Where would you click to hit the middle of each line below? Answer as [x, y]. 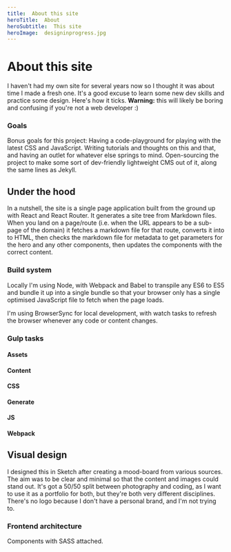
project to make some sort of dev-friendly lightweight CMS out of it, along [112, 163]
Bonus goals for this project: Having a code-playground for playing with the [114, 141]
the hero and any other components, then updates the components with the [115, 245]
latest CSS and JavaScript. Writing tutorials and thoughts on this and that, [111, 148]
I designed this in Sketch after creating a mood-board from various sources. [115, 471]
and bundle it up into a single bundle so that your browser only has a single [114, 292]
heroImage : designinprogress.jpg [57, 33]
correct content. [30, 252]
